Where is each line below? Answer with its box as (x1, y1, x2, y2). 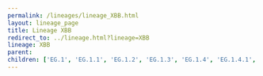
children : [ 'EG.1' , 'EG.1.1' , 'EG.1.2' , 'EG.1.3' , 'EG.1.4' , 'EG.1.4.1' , (7, 56, 257, 64)
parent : (7, 48, 33, 56)
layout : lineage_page (7, 19, 79, 27)
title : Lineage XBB (7, 26, 72, 34)
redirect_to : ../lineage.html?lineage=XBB (7, 33, 150, 42)
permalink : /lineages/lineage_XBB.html (7, 11, 139, 20)
